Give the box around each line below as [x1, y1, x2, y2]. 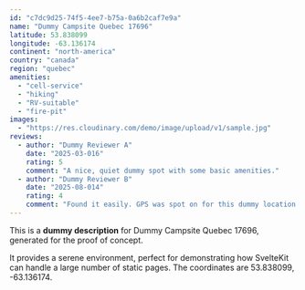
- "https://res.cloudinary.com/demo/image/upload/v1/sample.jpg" [17, 124, 272, 133]
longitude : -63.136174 [9, 38, 96, 48]
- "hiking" [17, 89, 59, 98]
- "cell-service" [17, 81, 84, 90]
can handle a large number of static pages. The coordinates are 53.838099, [9, 262, 295, 273]
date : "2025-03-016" [26, 149, 104, 158]
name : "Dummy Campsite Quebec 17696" [9, 22, 153, 31]
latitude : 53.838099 [9, 30, 89, 39]
